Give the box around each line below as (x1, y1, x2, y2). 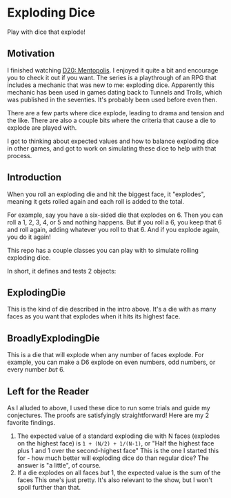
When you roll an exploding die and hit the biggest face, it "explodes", (7, 190, 205, 198)
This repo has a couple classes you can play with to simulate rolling (7, 246, 199, 254)
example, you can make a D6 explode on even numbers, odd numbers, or (7, 358, 216, 367)
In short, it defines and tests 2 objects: (7, 267, 117, 275)
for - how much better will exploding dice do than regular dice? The (17, 454, 209, 462)
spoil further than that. (17, 483, 81, 491)
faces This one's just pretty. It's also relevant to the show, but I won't (17, 476, 212, 484)
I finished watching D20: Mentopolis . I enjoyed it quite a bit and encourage (7, 66, 219, 74)
